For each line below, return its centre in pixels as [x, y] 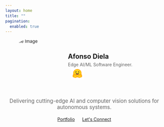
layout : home [19, 10]
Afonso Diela [89, 57]
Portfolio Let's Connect [84, 119]
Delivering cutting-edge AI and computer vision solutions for [84, 101]
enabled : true [24, 26]
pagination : [18, 21]
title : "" [16, 16]
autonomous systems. [84, 107]
